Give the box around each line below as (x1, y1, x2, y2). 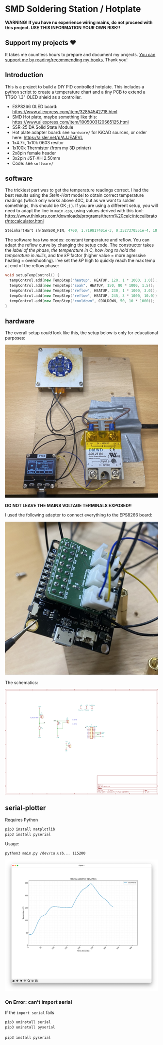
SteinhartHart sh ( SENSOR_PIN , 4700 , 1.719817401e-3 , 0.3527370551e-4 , (5, 228, 151, 233)
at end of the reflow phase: (5, 263, 59, 269)
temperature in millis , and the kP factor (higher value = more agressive (5, 253, 146, 258)
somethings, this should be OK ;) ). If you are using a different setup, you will (5, 203, 158, 208)
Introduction (5, 71, 44, 79)
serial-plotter (5, 804, 46, 812)
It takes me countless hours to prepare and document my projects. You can (5, 51, 156, 57)
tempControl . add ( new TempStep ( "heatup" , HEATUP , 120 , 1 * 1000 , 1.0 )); (9, 278, 158, 283)
